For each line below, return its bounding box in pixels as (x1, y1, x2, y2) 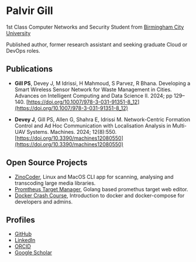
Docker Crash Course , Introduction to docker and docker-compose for (14, 192, 185, 199)
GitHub (14, 230, 32, 237)
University (6, 29, 31, 36)
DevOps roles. (6, 47, 40, 54)
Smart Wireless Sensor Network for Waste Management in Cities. (14, 86, 172, 93)
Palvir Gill (6, 4, 54, 18)
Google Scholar (14, 249, 53, 256)
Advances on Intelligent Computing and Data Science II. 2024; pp (14, 92, 173, 99)
